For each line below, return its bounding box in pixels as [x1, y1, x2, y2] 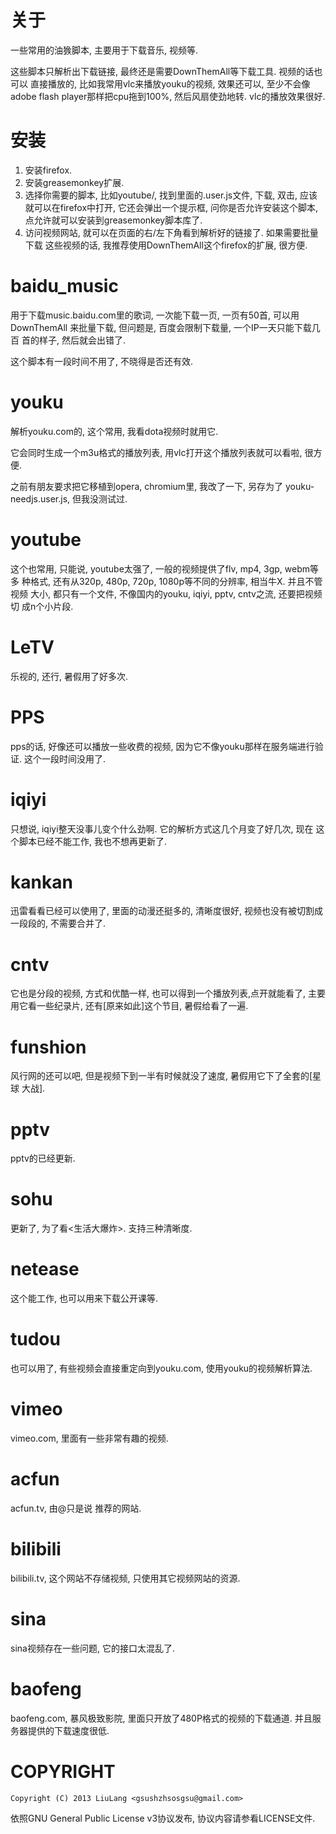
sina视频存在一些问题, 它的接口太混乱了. [10, 1642, 175, 1654]
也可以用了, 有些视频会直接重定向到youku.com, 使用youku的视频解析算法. [10, 1362, 313, 1375]
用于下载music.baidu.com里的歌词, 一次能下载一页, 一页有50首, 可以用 [10, 309, 300, 321]
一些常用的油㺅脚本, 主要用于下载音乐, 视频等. [10, 44, 198, 56]
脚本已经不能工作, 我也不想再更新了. [18, 835, 168, 847]
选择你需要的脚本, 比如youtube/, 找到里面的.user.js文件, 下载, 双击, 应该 [24, 189, 318, 201]
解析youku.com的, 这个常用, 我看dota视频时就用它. [10, 425, 219, 437]
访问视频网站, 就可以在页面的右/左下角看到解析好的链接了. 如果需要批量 [24, 226, 319, 238]
